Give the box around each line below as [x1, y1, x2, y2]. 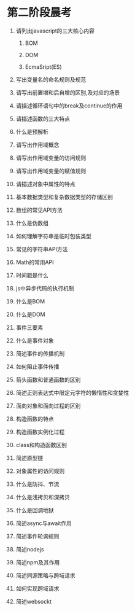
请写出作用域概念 [15, 141, 60, 148]
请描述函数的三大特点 [15, 115, 70, 122]
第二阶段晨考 [7, 6, 72, 20]
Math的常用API [15, 259, 54, 266]
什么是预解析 [15, 128, 48, 135]
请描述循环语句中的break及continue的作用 [15, 102, 123, 109]
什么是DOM [15, 311, 45, 318]
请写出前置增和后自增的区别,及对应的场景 [15, 88, 120, 96]
